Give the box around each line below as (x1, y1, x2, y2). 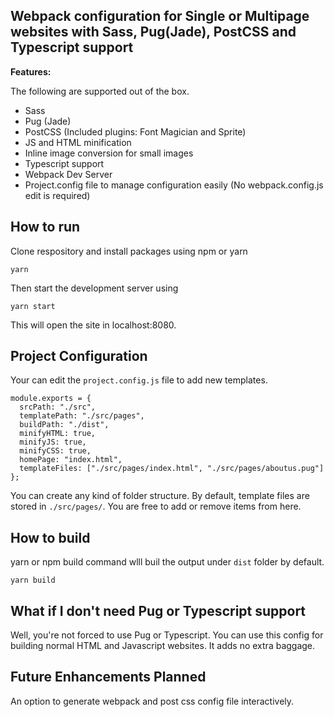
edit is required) (24, 189, 91, 201)
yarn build (10, 575, 56, 586)
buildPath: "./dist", (19, 420, 110, 430)
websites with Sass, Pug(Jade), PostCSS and (10, 24, 297, 41)
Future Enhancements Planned (10, 669, 207, 686)
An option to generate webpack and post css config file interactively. (10, 695, 295, 707)
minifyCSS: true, (19, 446, 92, 456)
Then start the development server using (10, 282, 179, 294)
